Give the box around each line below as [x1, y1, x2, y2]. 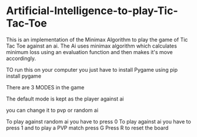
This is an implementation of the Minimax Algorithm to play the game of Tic [6, 36, 188, 43]
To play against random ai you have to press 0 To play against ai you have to [6, 118, 191, 125]
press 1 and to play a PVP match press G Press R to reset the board [6, 124, 169, 131]
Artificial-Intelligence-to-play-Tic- [6, 4, 178, 18]
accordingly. [6, 55, 36, 62]
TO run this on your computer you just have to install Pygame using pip [6, 66, 178, 73]
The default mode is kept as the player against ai [6, 95, 124, 102]
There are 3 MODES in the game [6, 83, 85, 91]
